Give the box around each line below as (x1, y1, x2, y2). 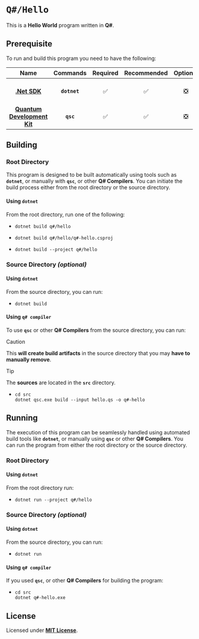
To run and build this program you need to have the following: (6, 55, 156, 62)
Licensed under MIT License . (6, 627, 78, 634)
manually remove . (6, 356, 52, 363)
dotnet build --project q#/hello (14, 246, 98, 252)
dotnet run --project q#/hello (14, 497, 92, 503)
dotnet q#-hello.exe (14, 595, 66, 601)
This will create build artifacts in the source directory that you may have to (6, 349, 191, 356)
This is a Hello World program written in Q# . (6, 21, 114, 29)
